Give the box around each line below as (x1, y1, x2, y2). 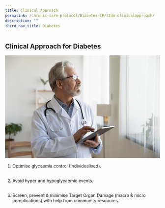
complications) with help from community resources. (12, 197, 119, 203)
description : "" (5, 18, 38, 23)
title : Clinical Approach (5, 8, 58, 13)
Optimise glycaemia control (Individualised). (12, 163, 102, 169)
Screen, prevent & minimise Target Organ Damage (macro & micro (12, 192, 146, 198)
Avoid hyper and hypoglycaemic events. (12, 178, 94, 184)
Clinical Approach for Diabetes (5, 42, 101, 50)
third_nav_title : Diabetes (5, 23, 60, 28)
